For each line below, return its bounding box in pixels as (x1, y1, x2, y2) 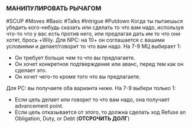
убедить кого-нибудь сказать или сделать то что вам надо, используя (6, 24, 184, 31)
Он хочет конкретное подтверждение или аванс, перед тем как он (14, 60, 184, 68)
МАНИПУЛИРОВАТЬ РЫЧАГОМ (6, 4, 102, 12)
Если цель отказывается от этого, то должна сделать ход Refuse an (14, 108, 186, 116)
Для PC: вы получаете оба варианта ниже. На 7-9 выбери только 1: (6, 85, 176, 92)
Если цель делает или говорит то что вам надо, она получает (14, 96, 170, 103)
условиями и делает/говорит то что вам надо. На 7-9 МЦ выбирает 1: (6, 43, 181, 50)
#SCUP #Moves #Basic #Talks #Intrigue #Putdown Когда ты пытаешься (6, 18, 183, 25)
